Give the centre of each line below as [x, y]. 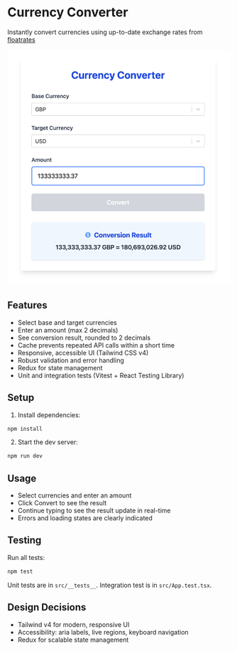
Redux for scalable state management [73, 640]
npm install [25, 429]
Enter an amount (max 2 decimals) [68, 330]
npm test [20, 571]
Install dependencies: [49, 415]
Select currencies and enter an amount [75, 495]
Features [27, 305]
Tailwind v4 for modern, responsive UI [73, 624]
